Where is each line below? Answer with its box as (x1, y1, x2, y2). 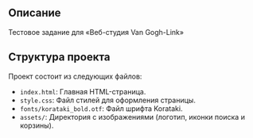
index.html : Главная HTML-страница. (19, 86, 146, 96)
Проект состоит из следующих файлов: (8, 71, 142, 81)
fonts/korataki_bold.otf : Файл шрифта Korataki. (19, 103, 183, 113)
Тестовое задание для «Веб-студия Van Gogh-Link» (8, 27, 185, 36)
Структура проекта (8, 51, 111, 64)
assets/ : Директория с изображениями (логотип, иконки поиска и (19, 112, 245, 121)
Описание (8, 6, 61, 20)
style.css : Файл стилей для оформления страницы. (19, 95, 197, 105)
